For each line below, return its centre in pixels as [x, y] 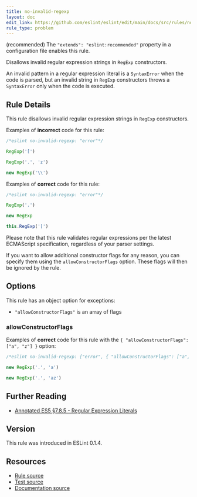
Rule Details [28, 104]
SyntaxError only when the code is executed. [61, 86]
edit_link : [19, 22]
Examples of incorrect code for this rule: [55, 130]
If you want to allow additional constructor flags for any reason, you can [93, 256]
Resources [26, 461]
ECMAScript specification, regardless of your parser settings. [80, 244]
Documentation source [42, 488]
